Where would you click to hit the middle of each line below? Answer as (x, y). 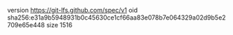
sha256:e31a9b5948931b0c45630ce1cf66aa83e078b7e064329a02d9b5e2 (116, 17)
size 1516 (59, 25)
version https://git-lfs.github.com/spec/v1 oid (73, 10)
